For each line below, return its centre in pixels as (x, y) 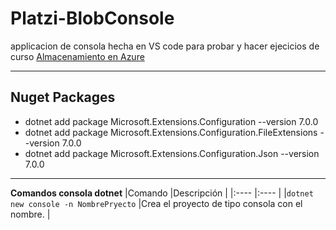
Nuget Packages (63, 97)
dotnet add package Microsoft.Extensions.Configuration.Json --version (172, 153)
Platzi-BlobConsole (92, 18)
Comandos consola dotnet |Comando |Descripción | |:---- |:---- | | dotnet (162, 193)
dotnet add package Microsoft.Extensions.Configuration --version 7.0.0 (171, 121)
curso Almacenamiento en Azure (77, 56)
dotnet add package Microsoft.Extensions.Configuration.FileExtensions (171, 132)
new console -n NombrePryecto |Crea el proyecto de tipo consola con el (156, 203)
